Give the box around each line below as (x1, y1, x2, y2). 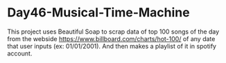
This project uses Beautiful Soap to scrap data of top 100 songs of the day (7, 27, 220, 36)
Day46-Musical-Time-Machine (7, 5, 190, 21)
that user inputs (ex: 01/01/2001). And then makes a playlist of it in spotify (7, 42, 217, 50)
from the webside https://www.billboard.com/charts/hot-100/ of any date (7, 34, 216, 42)
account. (7, 49, 33, 58)
